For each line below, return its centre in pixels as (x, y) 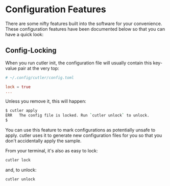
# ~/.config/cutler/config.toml (40, 78)
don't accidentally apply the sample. (43, 141)
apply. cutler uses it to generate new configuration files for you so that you (84, 135)
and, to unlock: (21, 170)
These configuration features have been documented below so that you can (85, 29)
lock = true (18, 87)
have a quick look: (25, 34)
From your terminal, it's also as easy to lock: (52, 151)
